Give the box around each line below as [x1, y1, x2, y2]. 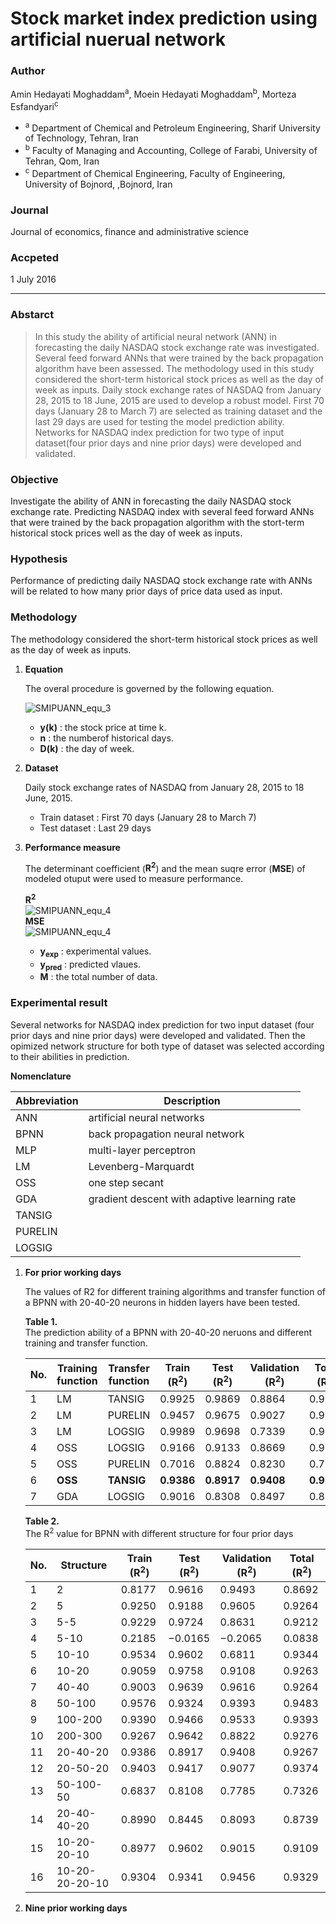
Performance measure [24, 841, 121, 853]
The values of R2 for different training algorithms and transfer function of [24, 1285, 327, 1297]
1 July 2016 [10, 273, 57, 286]
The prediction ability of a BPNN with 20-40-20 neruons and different [24, 1326, 313, 1338]
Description [163, 1093, 221, 1107]
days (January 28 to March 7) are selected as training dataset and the [34, 405, 323, 417]
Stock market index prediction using [10, 7, 318, 30]
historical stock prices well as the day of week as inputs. [10, 527, 243, 539]
